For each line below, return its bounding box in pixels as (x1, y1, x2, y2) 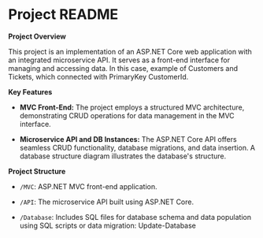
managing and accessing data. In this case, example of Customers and (8, 63, 239, 73)
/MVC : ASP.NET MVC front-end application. (19, 181, 157, 191)
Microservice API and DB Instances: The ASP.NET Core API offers (19, 134, 238, 143)
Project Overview (8, 32, 67, 41)
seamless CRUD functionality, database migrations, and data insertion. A (19, 143, 256, 152)
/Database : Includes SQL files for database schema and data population (19, 212, 252, 221)
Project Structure (8, 166, 66, 176)
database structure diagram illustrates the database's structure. (19, 151, 227, 161)
